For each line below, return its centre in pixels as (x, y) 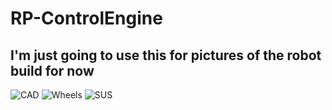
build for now (52, 70)
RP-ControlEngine (86, 18)
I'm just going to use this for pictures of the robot (166, 55)
